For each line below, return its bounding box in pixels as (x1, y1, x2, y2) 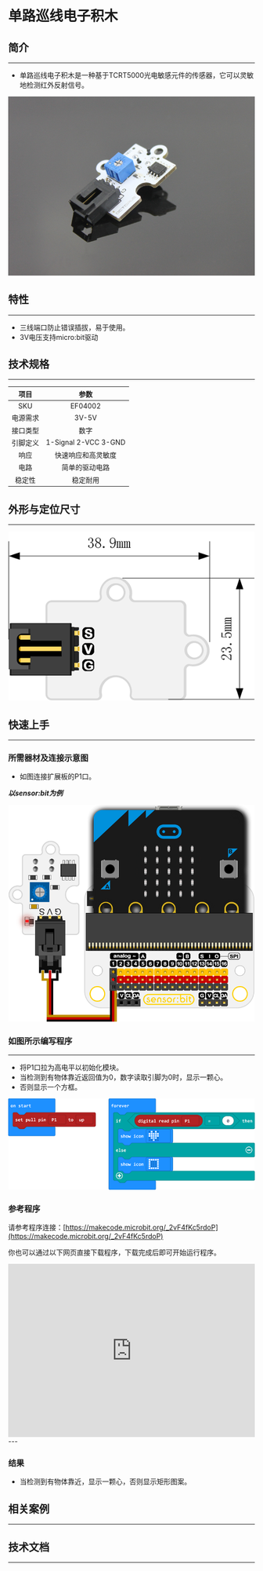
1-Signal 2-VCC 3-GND (45, 437, 126, 448)
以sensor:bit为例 (8, 788, 63, 798)
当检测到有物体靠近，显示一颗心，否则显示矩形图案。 (19, 1477, 192, 1486)
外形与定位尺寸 (8, 502, 81, 516)
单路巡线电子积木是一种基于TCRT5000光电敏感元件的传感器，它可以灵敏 (19, 71, 254, 79)
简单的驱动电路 (61, 462, 110, 472)
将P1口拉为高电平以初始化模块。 (19, 1062, 124, 1072)
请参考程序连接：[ (8, 1222, 67, 1233)
